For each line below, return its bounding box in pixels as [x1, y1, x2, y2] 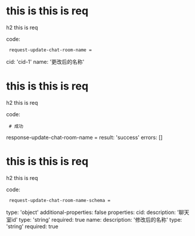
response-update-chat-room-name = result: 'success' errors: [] [6, 133, 163, 141]
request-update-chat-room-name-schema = [8, 197, 111, 203]
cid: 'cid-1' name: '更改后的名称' [6, 58, 85, 65]
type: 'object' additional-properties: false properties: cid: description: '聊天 [6, 209, 190, 216]
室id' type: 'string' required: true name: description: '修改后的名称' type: [6, 216, 182, 223]
